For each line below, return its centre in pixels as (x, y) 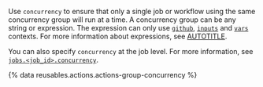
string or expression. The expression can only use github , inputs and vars (128, 28)
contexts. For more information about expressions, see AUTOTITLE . (118, 36)
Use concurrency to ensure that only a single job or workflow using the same (132, 11)
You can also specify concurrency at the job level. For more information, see (131, 51)
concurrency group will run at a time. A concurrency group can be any (122, 20)
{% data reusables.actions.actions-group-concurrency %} (103, 75)
